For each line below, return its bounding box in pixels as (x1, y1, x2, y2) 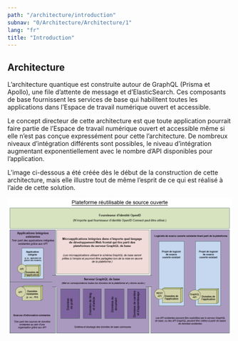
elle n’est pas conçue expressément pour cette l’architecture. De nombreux (7, 132, 228, 140)
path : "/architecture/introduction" (7, 11, 116, 19)
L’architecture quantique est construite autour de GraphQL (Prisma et (7, 80, 210, 89)
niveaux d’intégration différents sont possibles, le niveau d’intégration (7, 140, 212, 148)
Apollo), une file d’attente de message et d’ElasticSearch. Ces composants (7, 88, 227, 96)
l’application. (7, 154, 45, 163)
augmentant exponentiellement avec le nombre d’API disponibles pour (7, 147, 213, 156)
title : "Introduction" (7, 34, 75, 41)
